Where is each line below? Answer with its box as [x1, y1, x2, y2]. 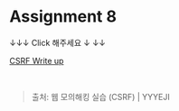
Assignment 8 [9, 6, 118, 27]
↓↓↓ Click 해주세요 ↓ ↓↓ [9, 37, 107, 48]
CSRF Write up [9, 55, 64, 66]
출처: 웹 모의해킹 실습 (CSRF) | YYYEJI [31, 91, 170, 102]
